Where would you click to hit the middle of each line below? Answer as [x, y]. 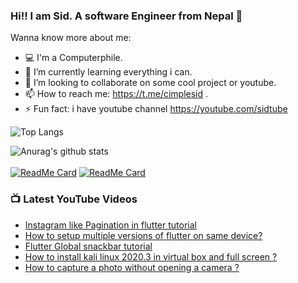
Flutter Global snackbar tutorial [88, 246]
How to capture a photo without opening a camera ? [132, 267]
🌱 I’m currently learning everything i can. [108, 72]
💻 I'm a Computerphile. [73, 58]
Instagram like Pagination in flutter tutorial [110, 225]
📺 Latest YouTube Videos [74, 199]
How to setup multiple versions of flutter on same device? [143, 235]
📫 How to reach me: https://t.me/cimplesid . [116, 94]
